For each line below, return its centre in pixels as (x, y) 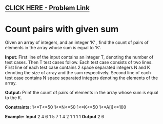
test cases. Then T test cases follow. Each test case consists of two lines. (79, 62)
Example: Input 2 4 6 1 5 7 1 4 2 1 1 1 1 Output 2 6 (55, 117)
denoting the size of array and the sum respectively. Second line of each (78, 73)
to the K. (14, 98)
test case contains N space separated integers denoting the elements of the (81, 78)
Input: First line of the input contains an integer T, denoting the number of (79, 57)
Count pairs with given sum (62, 29)
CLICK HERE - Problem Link (47, 8)
